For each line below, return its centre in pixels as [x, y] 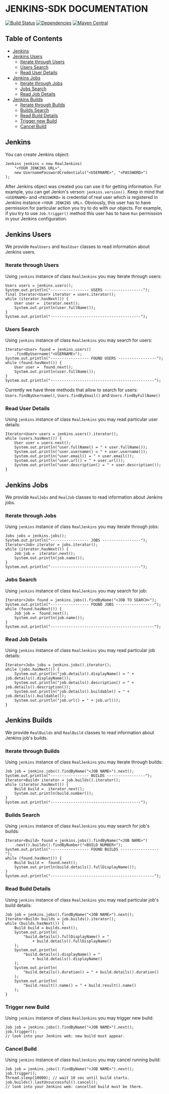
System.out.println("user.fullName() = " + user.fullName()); [81, 448]
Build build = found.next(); [46, 863]
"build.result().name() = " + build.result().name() [80, 985]
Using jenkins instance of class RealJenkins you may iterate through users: [83, 276]
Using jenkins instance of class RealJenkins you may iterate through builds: [84, 762]
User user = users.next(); [43, 443]
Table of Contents [34, 39]
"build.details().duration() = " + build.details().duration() [91, 972]
